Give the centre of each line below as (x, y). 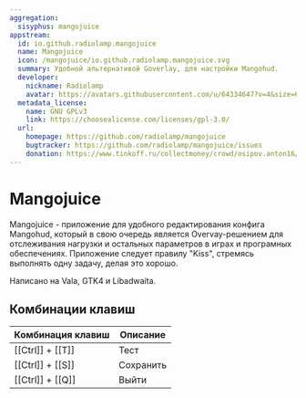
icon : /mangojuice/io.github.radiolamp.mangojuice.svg (124, 60)
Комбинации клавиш (72, 309)
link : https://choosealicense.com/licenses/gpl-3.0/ (128, 120)
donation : (45, 153)
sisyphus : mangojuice (59, 26)
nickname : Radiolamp (65, 86)
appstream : (30, 35)
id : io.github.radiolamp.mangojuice (87, 43)
